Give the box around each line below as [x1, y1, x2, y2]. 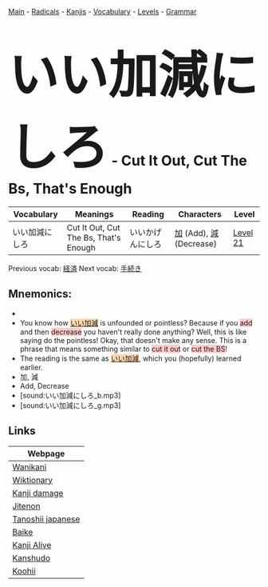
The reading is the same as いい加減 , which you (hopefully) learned [19, 353, 242, 363]
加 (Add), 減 [174, 227, 219, 238]
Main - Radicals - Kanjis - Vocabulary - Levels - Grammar [8, 7, 197, 16]
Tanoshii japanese [12, 513, 81, 525]
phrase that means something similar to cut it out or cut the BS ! [19, 344, 227, 353]
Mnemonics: [8, 287, 73, 301]
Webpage [27, 448, 65, 459]
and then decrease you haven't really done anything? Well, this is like [19, 327, 247, 337]
